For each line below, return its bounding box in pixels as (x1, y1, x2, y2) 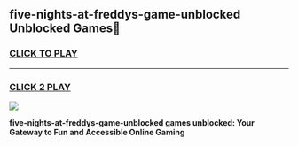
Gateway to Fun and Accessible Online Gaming (9, 127, 185, 137)
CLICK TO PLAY (9, 48, 78, 60)
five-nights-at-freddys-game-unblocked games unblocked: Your (9, 117, 255, 127)
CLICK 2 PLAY (9, 81, 71, 93)
